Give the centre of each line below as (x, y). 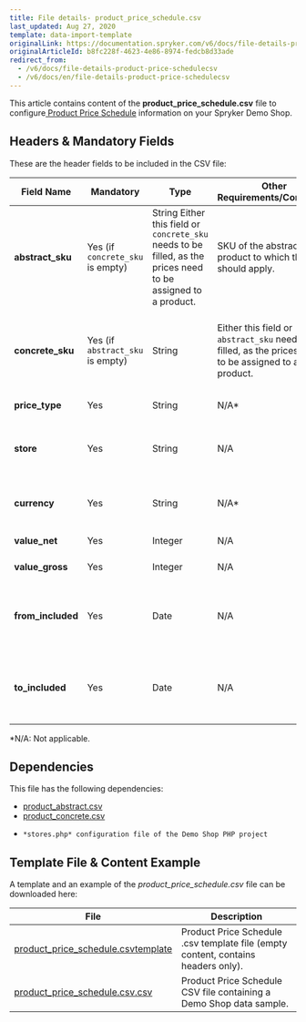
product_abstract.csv (62, 806)
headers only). (212, 966)
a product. (174, 301)
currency (34, 503)
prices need (177, 267)
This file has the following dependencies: (87, 789)
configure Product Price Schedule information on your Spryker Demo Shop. (151, 112)
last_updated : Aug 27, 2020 (63, 26)
